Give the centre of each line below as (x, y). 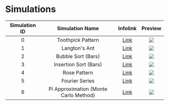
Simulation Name (78, 28)
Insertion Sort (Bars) (78, 64)
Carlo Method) (78, 95)
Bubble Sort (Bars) (78, 56)
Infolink (127, 28)
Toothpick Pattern (78, 40)
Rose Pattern (78, 72)
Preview (151, 28)
